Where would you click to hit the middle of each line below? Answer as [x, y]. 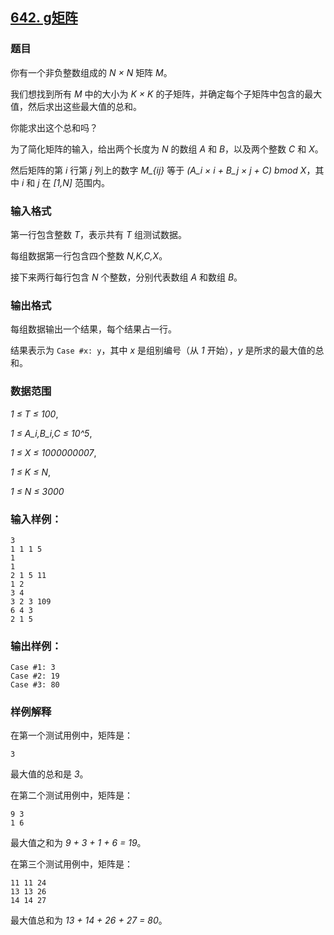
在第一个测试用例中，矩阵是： [71, 735]
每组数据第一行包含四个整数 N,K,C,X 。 [89, 255]
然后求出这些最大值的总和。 [84, 106]
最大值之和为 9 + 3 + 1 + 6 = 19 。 [78, 843]
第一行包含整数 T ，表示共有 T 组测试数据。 [98, 234]
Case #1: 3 [33, 668]
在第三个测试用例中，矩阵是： [71, 864]
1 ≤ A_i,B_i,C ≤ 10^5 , [51, 433]
